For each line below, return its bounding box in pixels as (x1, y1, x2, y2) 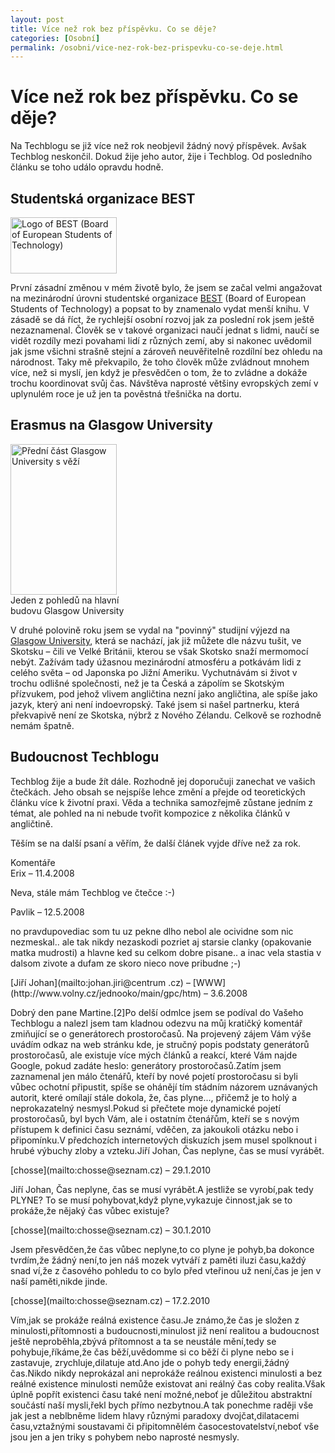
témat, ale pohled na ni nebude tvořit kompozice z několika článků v (10, 807, 291, 819)
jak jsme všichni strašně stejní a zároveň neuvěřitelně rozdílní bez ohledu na (10, 346, 323, 357)
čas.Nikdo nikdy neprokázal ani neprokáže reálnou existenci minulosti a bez (10, 1367, 323, 1379)
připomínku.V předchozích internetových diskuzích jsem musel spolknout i (10, 1134, 317, 1146)
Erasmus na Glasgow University (10, 417, 213, 434)
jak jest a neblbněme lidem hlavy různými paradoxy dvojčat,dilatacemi (10, 1409, 300, 1421)
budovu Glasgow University (10, 604, 125, 616)
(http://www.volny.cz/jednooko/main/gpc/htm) (10, 987, 202, 999)
